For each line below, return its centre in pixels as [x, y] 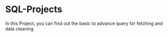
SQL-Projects [34, 9]
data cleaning [19, 28]
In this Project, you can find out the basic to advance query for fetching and [84, 23]
